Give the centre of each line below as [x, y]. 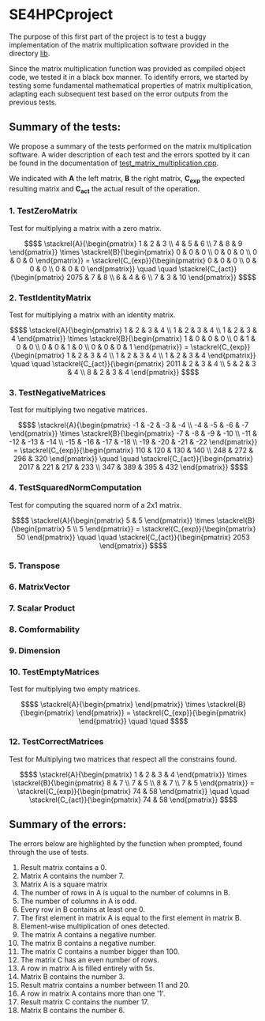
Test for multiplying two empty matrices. [75, 689]
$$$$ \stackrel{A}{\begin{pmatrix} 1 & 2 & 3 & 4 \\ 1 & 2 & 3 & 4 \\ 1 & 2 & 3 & [133, 330]
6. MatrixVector [39, 587]
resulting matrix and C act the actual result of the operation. [105, 189]
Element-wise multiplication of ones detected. [95, 926]
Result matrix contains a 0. [63, 867]
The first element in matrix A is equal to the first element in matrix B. [131, 917]
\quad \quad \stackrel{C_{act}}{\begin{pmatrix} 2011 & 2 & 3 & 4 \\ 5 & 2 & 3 [133, 363]
